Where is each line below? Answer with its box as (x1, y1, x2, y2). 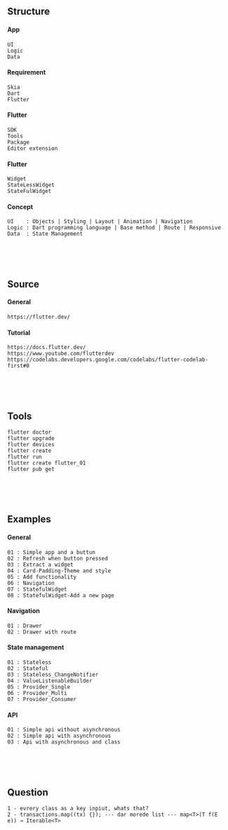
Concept (7, 202, 34, 210)
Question (7, 786, 48, 798)
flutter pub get (7, 466, 55, 473)
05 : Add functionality (7, 573, 77, 580)
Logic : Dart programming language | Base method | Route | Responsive (7, 225, 221, 232)
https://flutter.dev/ (7, 313, 71, 320)
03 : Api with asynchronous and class (7, 738, 121, 746)
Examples (7, 513, 51, 525)
